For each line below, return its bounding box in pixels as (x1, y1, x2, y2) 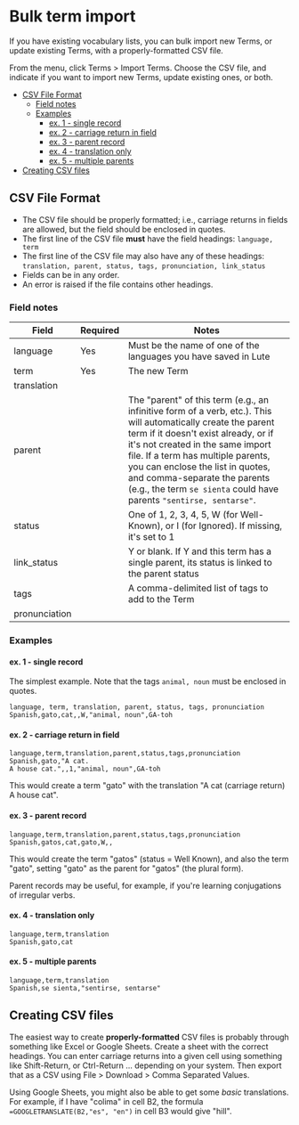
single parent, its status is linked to (127, 557, 273, 569)
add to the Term (127, 593, 195, 606)
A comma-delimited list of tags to (127, 582, 269, 594)
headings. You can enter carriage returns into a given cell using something (9, 1050, 283, 1061)
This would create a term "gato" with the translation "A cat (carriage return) (9, 780, 286, 791)
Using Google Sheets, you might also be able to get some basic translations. (9, 1087, 289, 1097)
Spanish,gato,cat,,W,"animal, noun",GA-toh (9, 711, 174, 720)
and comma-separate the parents (127, 472, 271, 485)
